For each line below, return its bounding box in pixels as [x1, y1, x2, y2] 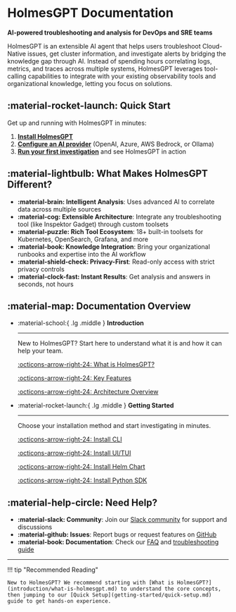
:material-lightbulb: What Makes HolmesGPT [7, 168, 209, 180]
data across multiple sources [17, 204, 102, 213]
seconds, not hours [17, 280, 74, 288]
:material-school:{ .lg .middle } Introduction [17, 319, 144, 327]
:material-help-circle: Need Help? [7, 496, 158, 508]
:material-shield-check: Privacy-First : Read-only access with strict [17, 257, 215, 266]
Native [7, 49, 27, 58]
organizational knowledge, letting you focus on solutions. [7, 79, 173, 87]
